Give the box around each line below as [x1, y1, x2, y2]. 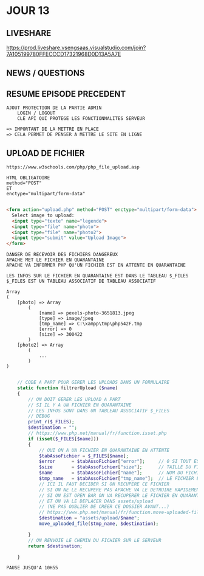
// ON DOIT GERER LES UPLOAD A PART [28, 396, 121, 402]
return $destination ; [28, 543, 83, 549]
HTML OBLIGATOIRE [6, 175, 50, 181]
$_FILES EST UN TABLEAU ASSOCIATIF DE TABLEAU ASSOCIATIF [6, 278, 156, 285]
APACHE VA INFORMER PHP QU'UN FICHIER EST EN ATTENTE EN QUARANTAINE [6, 262, 186, 268]
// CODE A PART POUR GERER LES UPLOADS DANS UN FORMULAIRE [17, 380, 170, 386]
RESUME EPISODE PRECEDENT [6, 89, 126, 99]
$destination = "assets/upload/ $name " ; [38, 515, 140, 521]
